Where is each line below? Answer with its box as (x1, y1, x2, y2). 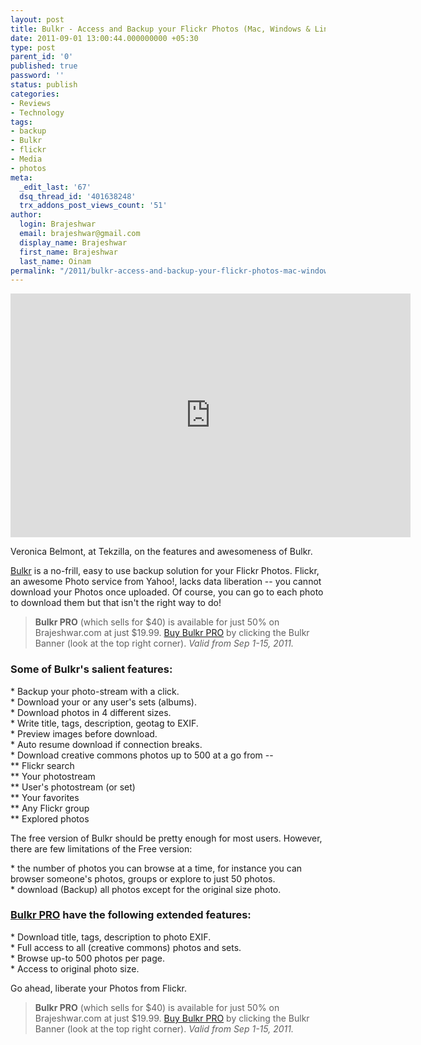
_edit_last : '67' (19, 182, 92, 192)
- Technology (10, 107, 65, 118)
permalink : (10, 266, 56, 276)
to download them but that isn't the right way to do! (10, 597, 222, 609)
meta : (10, 172, 33, 183)
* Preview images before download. (10, 727, 158, 740)
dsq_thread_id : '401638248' (19, 191, 137, 201)
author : (10, 210, 43, 220)
